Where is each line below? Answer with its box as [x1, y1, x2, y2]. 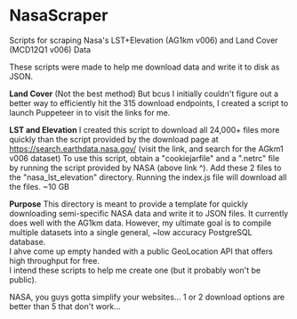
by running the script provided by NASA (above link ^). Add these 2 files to [9, 162, 282, 173]
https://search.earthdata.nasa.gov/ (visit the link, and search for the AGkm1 [9, 143, 284, 154]
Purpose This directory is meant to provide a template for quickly [9, 198, 249, 209]
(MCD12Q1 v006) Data [9, 44, 92, 54]
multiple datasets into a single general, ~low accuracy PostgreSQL [9, 226, 253, 237]
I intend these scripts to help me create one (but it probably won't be [9, 265, 261, 275]
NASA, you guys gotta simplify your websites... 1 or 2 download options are [9, 291, 285, 302]
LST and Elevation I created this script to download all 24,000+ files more [9, 124, 280, 135]
